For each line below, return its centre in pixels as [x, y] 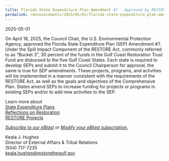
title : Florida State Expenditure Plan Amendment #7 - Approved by [77, 10]
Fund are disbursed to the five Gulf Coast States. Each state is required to [81, 60]
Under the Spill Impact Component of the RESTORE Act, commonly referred [83, 49]
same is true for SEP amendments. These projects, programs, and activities [83, 70]
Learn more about [24, 101]
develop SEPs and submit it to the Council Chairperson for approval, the [80, 65]
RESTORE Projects [24, 117]
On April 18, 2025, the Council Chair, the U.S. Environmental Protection [78, 39]
